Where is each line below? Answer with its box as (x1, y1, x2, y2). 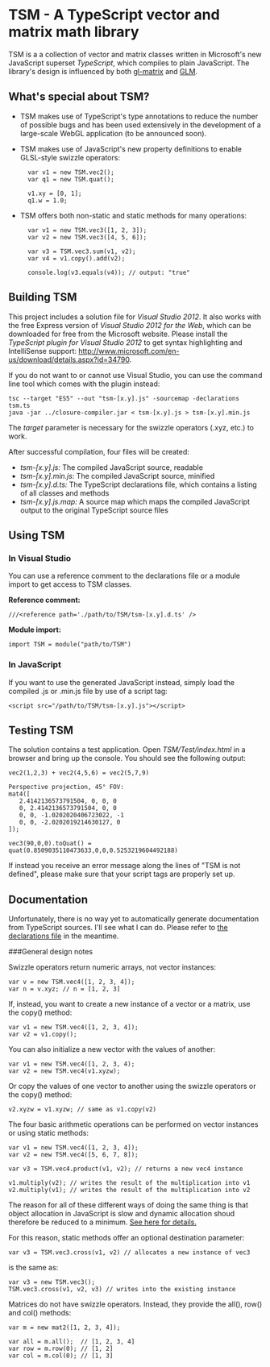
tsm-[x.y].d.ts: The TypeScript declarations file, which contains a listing (19, 480, 258, 489)
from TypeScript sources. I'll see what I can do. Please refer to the (8, 923, 228, 933)
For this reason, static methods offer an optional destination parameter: (8, 1233, 245, 1243)
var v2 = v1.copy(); (8, 1030, 78, 1039)
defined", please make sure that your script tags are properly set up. (8, 869, 235, 879)
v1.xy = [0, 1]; (27, 189, 82, 197)
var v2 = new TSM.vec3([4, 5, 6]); (27, 233, 147, 241)
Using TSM (8, 528, 65, 542)
